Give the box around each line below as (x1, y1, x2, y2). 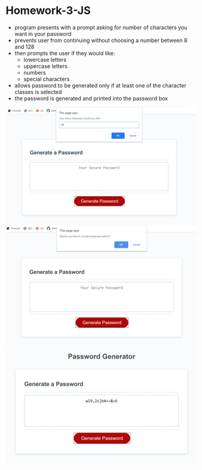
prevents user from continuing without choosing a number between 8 (14, 36, 188, 44)
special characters (23, 75, 70, 83)
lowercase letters (23, 56, 67, 63)
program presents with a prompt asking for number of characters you (14, 24, 188, 31)
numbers (23, 69, 46, 76)
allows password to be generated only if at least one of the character (14, 81, 187, 89)
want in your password (14, 30, 72, 37)
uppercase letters (23, 62, 68, 70)
